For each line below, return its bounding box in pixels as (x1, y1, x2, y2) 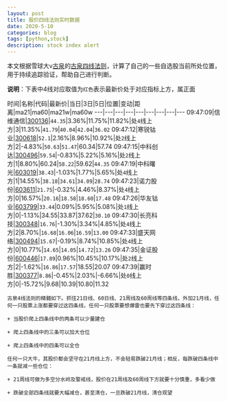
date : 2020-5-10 (7, 23, 53, 30)
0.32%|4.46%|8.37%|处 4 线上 (57, 186, 141, 193)
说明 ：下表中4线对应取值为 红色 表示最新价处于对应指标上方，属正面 (7, 85, 195, 93)
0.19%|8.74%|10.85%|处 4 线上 (60, 237, 143, 245)
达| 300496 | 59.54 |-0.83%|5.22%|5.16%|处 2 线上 (7, 151, 141, 159)
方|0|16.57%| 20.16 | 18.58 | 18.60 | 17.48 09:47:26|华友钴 (7, 194, 158, 202)
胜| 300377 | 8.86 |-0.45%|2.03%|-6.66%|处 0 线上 (7, 271, 142, 279)
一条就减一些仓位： (7, 363, 53, 370)
